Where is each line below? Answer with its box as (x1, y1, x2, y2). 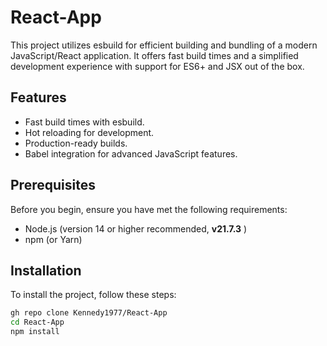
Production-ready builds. (24, 137, 128, 149)
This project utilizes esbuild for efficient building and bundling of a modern (10, 39, 318, 51)
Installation (10, 262, 82, 279)
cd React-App (10, 317, 65, 328)
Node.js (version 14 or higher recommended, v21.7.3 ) (24, 222, 248, 235)
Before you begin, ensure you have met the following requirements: (10, 203, 288, 215)
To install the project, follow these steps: (10, 289, 177, 301)
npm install (10, 327, 60, 337)
